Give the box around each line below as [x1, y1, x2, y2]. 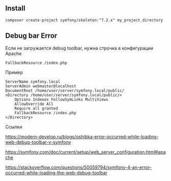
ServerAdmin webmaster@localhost [5, 84, 77, 89]
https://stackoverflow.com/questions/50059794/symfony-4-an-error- [5, 164, 152, 170]
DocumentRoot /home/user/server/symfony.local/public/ [5, 88, 125, 93]
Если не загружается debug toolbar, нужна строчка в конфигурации [5, 45, 153, 51]
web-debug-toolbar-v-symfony [5, 139, 71, 145]
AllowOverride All [14, 101, 54, 107]
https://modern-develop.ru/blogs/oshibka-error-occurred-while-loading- [5, 134, 159, 140]
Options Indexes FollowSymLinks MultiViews [14, 97, 109, 102]
